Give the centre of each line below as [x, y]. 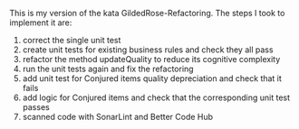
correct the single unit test [72, 40]
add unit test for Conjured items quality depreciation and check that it [152, 78]
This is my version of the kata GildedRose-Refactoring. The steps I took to [147, 13]
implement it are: [41, 23]
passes [36, 107]
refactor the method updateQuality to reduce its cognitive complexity [151, 59]
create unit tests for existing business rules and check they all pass [148, 50]
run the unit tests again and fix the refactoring [108, 69]
